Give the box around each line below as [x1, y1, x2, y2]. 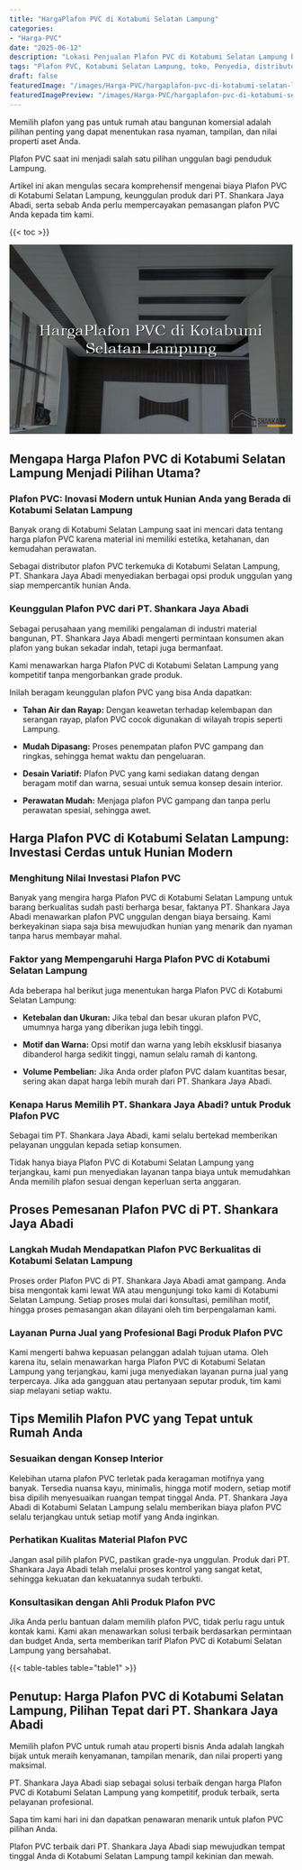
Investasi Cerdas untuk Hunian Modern [9, 845, 234, 860]
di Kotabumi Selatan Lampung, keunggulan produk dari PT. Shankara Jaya [9, 189, 285, 200]
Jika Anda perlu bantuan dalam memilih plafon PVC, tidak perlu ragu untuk [9, 1617, 286, 1627]
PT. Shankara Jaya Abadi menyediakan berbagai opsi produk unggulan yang [9, 571, 293, 582]
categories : [9, 23, 54, 33]
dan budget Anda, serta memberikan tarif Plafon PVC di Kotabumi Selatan [9, 1636, 282, 1646]
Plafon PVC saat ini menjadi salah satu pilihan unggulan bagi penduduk [9, 153, 272, 164]
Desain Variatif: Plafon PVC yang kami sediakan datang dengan [22, 767, 260, 779]
